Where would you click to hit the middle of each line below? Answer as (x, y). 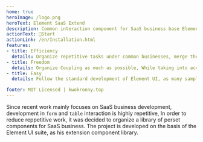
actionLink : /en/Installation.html (51, 40)
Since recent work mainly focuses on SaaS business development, (89, 107)
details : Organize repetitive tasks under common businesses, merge (100, 57)
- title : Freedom (28, 62)
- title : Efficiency (32, 51)
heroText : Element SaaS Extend (46, 23)
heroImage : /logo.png (34, 17)
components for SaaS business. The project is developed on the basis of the (101, 126)
